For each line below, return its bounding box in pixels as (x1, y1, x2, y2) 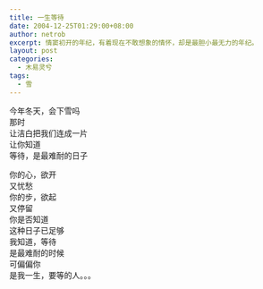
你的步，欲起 (9, 191, 56, 202)
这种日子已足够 (9, 225, 64, 235)
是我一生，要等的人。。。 (9, 269, 96, 280)
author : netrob (9, 30, 66, 38)
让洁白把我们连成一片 (9, 127, 88, 139)
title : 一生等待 (9, 13, 64, 22)
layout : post (9, 47, 58, 55)
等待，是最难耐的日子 (9, 149, 88, 161)
